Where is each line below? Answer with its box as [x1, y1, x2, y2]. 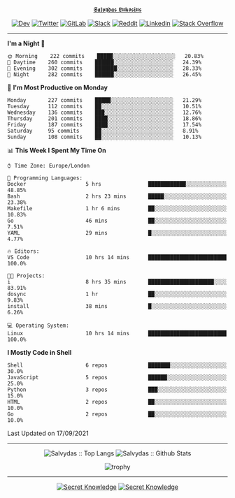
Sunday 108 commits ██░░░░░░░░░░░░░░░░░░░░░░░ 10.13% [7, 133, 201, 140]
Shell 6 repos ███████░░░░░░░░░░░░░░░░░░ [7, 362, 227, 369]
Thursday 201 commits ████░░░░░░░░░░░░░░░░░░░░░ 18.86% [7, 115, 201, 122]
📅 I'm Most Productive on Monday [7, 83, 108, 91]
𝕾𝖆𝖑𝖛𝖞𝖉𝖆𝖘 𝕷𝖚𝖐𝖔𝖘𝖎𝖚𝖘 [93, 6, 142, 13]
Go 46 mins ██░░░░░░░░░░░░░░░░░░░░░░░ [7, 217, 227, 224]
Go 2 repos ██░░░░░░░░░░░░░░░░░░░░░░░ [7, 411, 227, 418]
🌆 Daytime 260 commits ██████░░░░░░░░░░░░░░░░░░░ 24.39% [7, 59, 201, 66]
